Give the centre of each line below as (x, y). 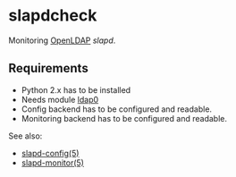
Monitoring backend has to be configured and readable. (124, 118)
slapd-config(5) (50, 153)
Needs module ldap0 (60, 99)
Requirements (48, 68)
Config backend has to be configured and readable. (116, 109)
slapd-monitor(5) (52, 163)
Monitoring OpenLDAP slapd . (62, 40)
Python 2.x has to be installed (76, 89)
